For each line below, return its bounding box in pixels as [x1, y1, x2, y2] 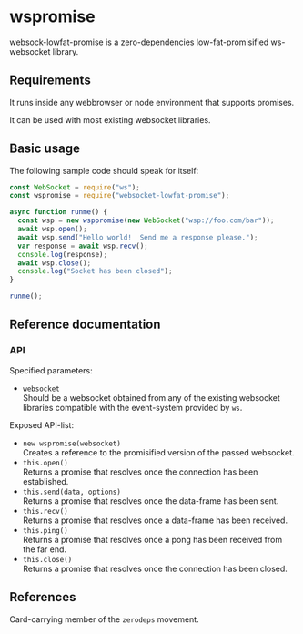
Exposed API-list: [9, 419, 75, 430]
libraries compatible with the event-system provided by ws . [22, 402, 243, 413]
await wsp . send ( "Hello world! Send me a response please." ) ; [17, 232, 258, 242]
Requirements [9, 73, 91, 88]
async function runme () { [9, 208, 107, 217]
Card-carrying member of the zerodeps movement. [9, 613, 199, 625]
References [9, 589, 76, 605]
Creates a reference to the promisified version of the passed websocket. [22, 446, 295, 457]
